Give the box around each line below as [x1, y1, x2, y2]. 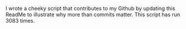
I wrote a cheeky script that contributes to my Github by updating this [5, 5, 176, 12]
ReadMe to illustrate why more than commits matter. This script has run [5, 11, 181, 18]
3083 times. [5, 17, 35, 24]
